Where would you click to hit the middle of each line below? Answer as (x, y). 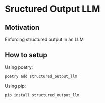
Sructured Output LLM (52, 9)
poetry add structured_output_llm (41, 76)
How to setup (26, 55)
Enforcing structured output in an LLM (44, 39)
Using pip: (15, 86)
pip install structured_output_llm (42, 95)
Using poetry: (19, 67)
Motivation (22, 27)
